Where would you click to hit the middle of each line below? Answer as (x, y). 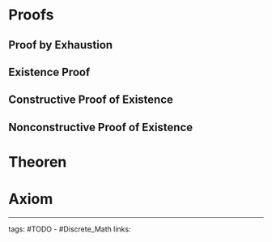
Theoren (38, 161)
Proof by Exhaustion (61, 45)
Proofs (31, 15)
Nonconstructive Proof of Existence (101, 127)
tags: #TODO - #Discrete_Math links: (70, 229)
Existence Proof (49, 72)
